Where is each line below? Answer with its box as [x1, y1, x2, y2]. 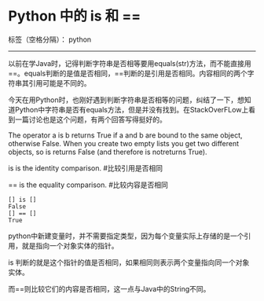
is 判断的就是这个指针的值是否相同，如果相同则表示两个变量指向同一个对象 [8, 257, 250, 267]
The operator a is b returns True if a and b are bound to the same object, [8, 130, 243, 140]
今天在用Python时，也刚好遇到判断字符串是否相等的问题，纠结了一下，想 [8, 95, 245, 105]
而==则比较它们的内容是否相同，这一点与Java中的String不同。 [8, 284, 211, 293]
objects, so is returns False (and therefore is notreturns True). [8, 147, 207, 156]
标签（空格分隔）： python [8, 35, 92, 44]
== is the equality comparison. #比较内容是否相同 [8, 180, 169, 189]
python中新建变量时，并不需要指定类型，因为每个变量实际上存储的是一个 [8, 231, 244, 240]
